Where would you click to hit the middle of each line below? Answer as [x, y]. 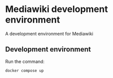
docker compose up [24, 70]
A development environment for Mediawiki [49, 33]
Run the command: [25, 61]
